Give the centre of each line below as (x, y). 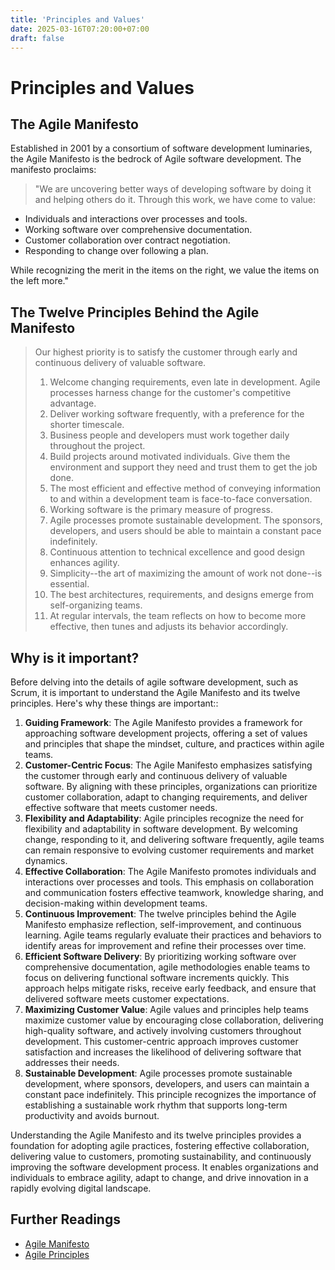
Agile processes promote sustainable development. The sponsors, (186, 520)
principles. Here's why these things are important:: (114, 703)
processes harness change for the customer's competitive (170, 393)
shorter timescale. (87, 425)
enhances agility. (84, 563)
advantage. (73, 403)
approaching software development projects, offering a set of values (166, 733)
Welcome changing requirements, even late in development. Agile (185, 382)
